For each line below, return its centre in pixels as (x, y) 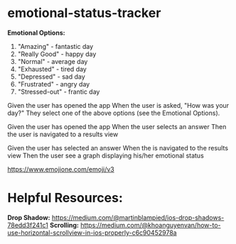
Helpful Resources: (65, 198)
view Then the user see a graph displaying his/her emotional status (106, 155)
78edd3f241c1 (28, 225)
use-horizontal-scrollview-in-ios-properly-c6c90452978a (92, 233)
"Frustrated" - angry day (54, 84)
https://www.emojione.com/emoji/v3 (61, 169)
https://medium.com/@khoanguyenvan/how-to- (151, 225)
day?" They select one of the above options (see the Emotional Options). (114, 113)
